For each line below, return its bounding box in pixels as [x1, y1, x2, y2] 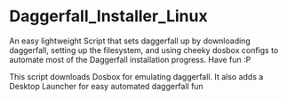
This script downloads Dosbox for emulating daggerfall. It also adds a [9, 71, 264, 81]
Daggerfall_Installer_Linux [9, 6, 208, 27]
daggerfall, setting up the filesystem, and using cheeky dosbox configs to [9, 44, 279, 55]
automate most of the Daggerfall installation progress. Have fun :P [9, 54, 251, 65]
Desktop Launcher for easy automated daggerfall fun [9, 81, 204, 91]
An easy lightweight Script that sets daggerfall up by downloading [9, 35, 251, 46]
